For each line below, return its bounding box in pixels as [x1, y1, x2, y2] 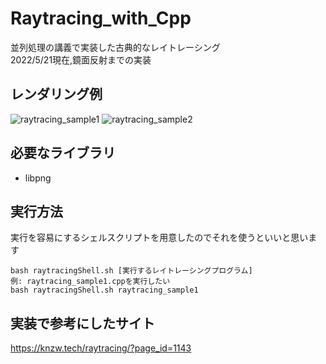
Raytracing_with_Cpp [10, 7, 192, 30]
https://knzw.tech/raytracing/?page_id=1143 [10, 342, 192, 354]
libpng [24, 172, 52, 184]
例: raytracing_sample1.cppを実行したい [10, 277, 171, 287]
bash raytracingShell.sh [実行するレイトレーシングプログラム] [10, 266, 253, 276]
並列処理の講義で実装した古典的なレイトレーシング [10, 41, 221, 53]
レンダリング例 [10, 86, 103, 103]
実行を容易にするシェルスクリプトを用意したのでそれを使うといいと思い [10, 232, 309, 244]
